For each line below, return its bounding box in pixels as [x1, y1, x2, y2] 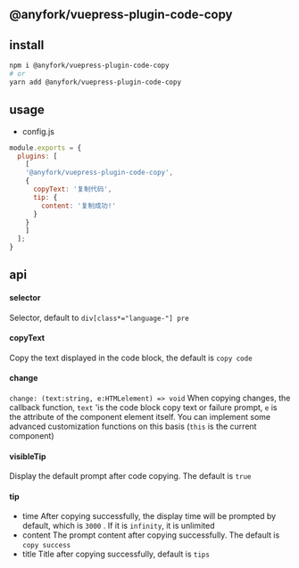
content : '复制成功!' [41, 201, 116, 210]
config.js [21, 126, 55, 136]
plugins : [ [17, 152, 58, 161]
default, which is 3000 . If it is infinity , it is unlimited [21, 521, 215, 531]
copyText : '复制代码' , [32, 185, 112, 194]
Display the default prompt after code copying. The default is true [9, 471, 252, 482]
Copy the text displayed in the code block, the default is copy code [9, 352, 253, 363]
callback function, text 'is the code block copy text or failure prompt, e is [9, 402, 278, 413]
